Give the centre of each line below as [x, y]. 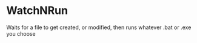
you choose [21, 33]
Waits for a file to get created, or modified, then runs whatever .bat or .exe [99, 27]
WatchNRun [37, 11]
